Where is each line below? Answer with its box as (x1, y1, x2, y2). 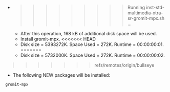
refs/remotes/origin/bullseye (94, 62, 155, 68)
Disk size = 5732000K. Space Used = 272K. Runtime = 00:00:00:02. (20, 52, 165, 58)
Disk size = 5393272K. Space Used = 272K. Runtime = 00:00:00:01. (20, 41, 164, 48)
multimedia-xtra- (127, 10, 163, 16)
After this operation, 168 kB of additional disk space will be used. (20, 31, 157, 36)
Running (127, 5, 145, 10)
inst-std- (145, 5, 165, 10)
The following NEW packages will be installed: (12, 72, 111, 78)
